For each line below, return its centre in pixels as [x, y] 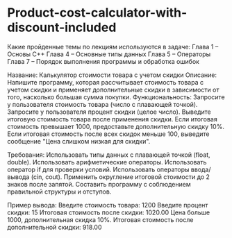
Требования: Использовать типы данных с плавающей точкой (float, [109, 155]
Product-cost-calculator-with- [97, 13]
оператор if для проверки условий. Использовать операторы [98, 169]
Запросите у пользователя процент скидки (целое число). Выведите [109, 112]
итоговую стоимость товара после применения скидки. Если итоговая [112, 119]
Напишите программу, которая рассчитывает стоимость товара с [105, 82]
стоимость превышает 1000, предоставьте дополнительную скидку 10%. [116, 126]
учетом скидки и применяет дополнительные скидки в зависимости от [113, 90]
